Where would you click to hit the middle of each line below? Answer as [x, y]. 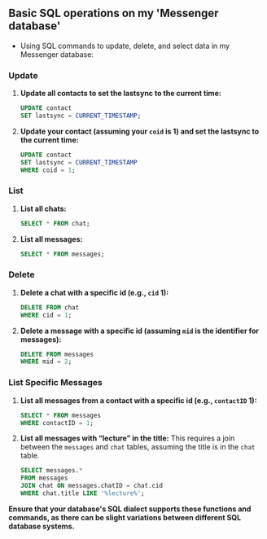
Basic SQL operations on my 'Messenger [114, 13]
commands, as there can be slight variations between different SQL [125, 517]
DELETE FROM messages [57, 354]
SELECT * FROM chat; [55, 223]
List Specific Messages [56, 383]
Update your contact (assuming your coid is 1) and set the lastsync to [140, 131]
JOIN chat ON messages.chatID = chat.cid [92, 486]
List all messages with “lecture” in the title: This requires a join [127, 438]
